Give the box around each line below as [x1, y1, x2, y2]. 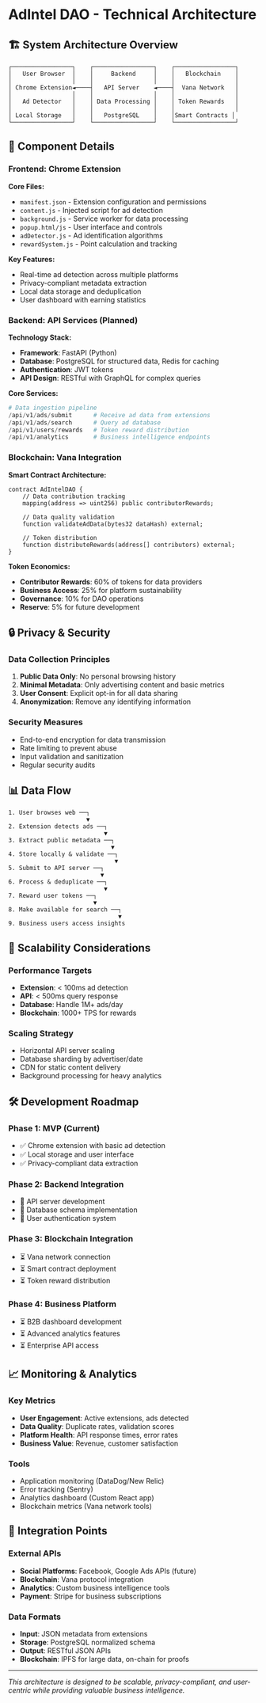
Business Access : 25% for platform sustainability [19, 585, 182, 595]
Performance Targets [8, 964, 93, 975]
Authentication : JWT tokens [19, 364, 114, 374]
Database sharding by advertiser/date [19, 1055, 143, 1064]
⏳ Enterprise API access [19, 1340, 99, 1351]
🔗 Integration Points [8, 1524, 108, 1538]
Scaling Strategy [8, 1028, 74, 1039]
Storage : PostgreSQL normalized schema [19, 1637, 156, 1647]
